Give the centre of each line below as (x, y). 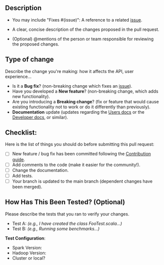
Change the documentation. (40, 170)
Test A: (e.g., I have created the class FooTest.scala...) (67, 223)
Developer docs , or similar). (40, 117)
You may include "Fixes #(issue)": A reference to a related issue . (77, 20)
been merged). (27, 187)
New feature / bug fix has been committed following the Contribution (82, 154)
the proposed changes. (36, 44)
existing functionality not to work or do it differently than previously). (81, 107)
